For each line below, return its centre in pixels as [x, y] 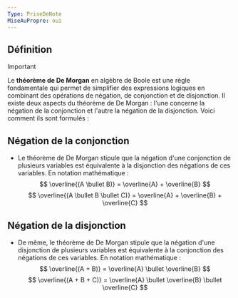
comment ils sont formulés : [48, 118]
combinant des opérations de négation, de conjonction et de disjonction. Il [117, 96]
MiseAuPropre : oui [35, 21]
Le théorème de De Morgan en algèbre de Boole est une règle [99, 81]
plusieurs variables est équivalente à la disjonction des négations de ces [124, 165]
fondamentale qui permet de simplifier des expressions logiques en [106, 88]
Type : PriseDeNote [35, 14]
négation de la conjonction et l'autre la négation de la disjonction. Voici [111, 111]
